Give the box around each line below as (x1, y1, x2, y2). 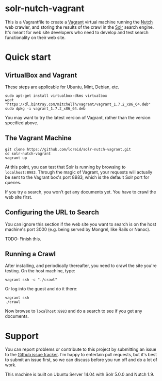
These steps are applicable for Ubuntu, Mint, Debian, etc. (5, 84, 120, 90)
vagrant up (5, 155, 27, 160)
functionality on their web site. (5, 35, 66, 40)
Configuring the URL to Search (5, 208, 99, 217)
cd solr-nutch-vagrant (5, 151, 51, 156)
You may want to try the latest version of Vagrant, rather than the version (5, 114, 151, 120)
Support (5, 330, 39, 342)
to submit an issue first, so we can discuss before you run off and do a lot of (5, 357, 158, 363)
